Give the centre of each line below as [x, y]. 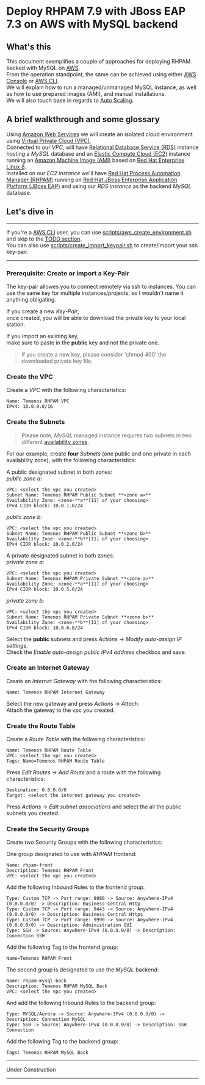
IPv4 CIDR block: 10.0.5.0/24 [45, 589]
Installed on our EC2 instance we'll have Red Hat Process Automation [94, 173]
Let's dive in [30, 212]
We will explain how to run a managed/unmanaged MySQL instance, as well [101, 87]
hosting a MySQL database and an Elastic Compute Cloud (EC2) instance [98, 153]
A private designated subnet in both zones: [60, 555]
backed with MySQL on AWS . [43, 68]
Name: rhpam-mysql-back [37, 981]
